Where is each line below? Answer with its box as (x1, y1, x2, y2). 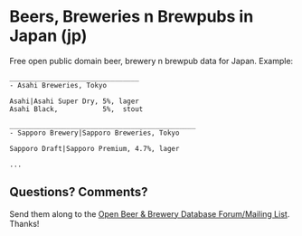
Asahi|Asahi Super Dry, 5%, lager (9, 97, 140, 106)
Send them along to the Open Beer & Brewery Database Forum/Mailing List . (9, 208, 290, 219)
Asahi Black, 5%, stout (9, 104, 144, 114)
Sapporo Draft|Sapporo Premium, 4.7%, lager (9, 144, 180, 153)
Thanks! (9, 218, 40, 229)
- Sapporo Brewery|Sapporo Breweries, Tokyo (9, 128, 180, 137)
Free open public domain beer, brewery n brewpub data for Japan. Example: (9, 55, 294, 66)
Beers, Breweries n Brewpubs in (9, 6, 254, 27)
